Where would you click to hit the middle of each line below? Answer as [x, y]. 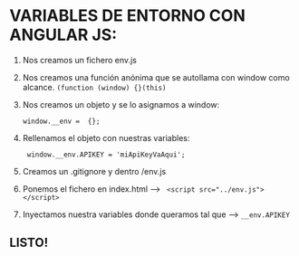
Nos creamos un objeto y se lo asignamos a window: [121, 104]
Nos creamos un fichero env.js [80, 60]
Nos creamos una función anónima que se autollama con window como [156, 77]
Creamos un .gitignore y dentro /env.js [94, 171]
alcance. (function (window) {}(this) [94, 87]
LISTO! [29, 243]
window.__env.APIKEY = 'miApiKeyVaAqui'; [106, 155]
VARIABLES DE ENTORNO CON [128, 16]
